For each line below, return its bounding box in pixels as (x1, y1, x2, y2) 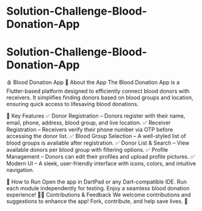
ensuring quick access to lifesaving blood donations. (6, 101, 139, 108)
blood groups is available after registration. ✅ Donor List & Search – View (6, 139, 190, 147)
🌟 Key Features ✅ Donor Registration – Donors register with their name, (6, 112, 186, 120)
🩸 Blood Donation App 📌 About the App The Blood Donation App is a (6, 79, 180, 86)
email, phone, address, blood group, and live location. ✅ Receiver (6, 119, 171, 126)
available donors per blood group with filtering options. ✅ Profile (6, 146, 168, 154)
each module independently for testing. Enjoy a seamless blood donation (6, 185, 190, 192)
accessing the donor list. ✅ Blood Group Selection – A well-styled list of (6, 132, 186, 140)
